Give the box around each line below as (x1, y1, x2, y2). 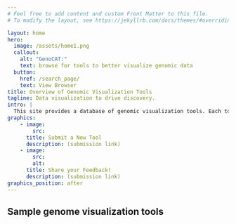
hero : (7, 36, 23, 43)
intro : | (7, 101, 33, 109)
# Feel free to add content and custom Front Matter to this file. (7, 10, 209, 18)
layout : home (7, 29, 46, 37)
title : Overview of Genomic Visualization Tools (7, 88, 152, 95)
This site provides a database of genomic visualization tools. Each (13, 108, 221, 115)
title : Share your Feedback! (25, 166, 112, 173)
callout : (13, 49, 39, 56)
